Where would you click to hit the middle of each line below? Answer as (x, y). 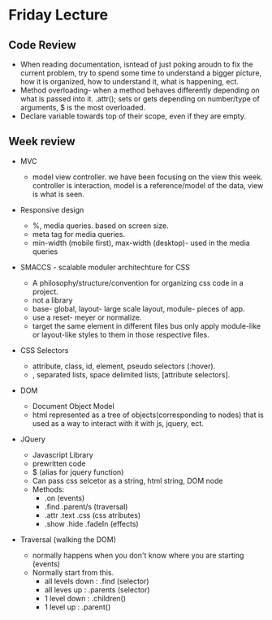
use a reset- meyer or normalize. (87, 317)
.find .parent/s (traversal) (86, 506)
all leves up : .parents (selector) (97, 589)
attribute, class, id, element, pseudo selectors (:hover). (124, 366)
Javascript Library (63, 454)
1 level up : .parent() (78, 607)
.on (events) (65, 497)
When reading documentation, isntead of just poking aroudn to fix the (136, 64)
